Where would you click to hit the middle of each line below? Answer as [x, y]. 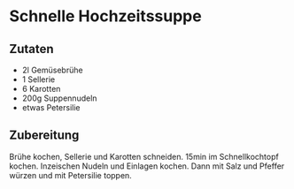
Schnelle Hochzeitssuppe [105, 16]
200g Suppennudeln [59, 98]
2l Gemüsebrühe [52, 70]
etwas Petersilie [51, 107]
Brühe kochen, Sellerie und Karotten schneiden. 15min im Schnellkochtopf [144, 156]
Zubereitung [44, 136]
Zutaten [32, 49]
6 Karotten [41, 89]
